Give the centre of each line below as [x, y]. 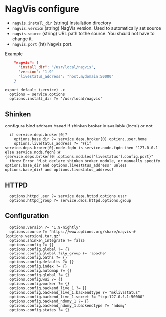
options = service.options [37, 95]
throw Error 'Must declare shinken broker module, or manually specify [85, 161]
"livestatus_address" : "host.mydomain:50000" [66, 76]
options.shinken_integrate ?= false [47, 240]
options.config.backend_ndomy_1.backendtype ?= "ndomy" [68, 305]
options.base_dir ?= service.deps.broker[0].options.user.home [81, 139]
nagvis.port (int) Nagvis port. [42, 44]
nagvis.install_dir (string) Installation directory [62, 23]
